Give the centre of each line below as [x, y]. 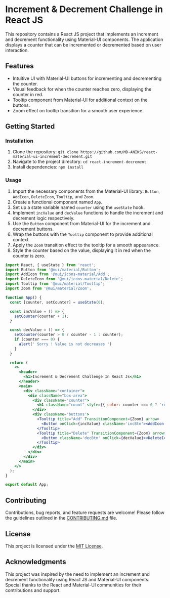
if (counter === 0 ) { [37, 339]
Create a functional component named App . [57, 202]
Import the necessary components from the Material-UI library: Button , [86, 191]
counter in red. [28, 94]
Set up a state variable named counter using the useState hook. [79, 207]
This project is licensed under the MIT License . [54, 546]
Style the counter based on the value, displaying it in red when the [81, 250]
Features [19, 66]
